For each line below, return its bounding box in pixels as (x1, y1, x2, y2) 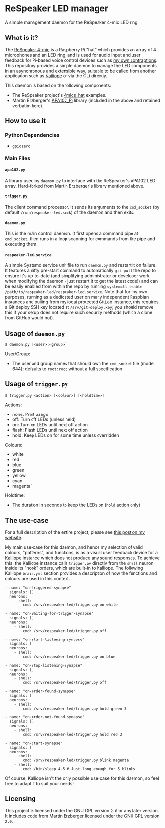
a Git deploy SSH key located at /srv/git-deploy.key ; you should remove (5, 304, 154, 310)
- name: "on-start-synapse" (5, 741, 63, 746)
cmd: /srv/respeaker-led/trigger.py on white (23, 602, 118, 607)
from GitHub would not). (5, 315, 54, 321)
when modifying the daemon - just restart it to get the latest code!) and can (5, 278, 158, 284)
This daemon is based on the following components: (5, 82, 112, 88)
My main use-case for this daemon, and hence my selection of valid (5, 544, 143, 550)
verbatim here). (12, 102, 44, 109)
